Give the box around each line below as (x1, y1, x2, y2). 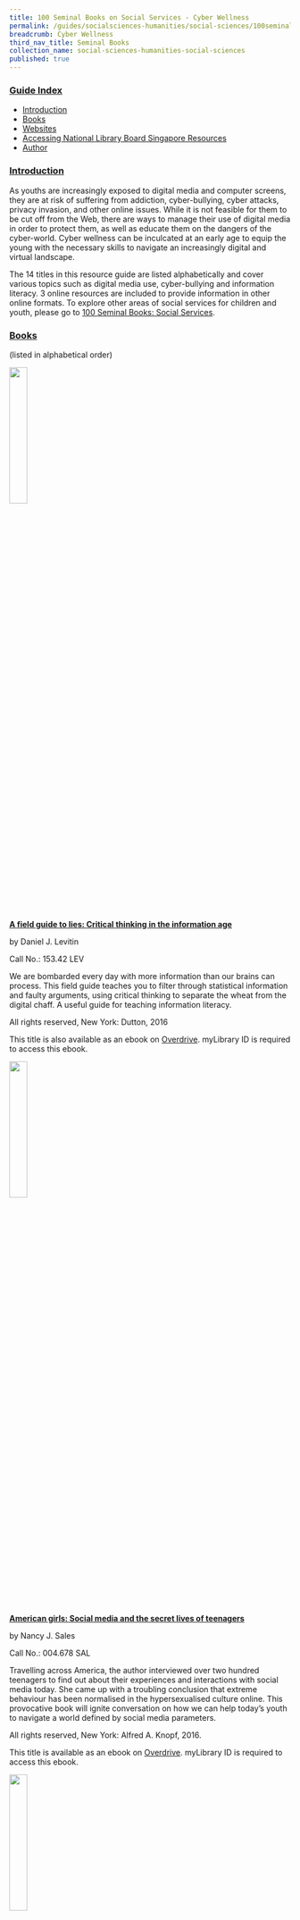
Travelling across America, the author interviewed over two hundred (9, 1664, 260, 1675)
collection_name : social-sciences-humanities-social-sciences (9, 46, 246, 55)
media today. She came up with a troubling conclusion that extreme (9, 1683, 257, 1694)
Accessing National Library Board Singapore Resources (21, 133, 228, 144)
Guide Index (9, 84, 62, 96)
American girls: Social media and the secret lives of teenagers (9, 1613, 246, 1623)
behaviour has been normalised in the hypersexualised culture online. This (9, 1693, 283, 1704)
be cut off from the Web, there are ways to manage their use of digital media (9, 214, 291, 224)
